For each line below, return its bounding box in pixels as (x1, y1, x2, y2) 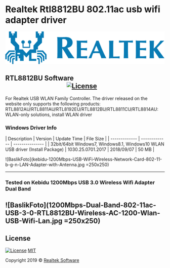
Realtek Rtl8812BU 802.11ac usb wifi (5, 4, 160, 15)
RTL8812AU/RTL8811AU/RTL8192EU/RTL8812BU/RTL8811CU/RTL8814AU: (5, 106, 158, 112)
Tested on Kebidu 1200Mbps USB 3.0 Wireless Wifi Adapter (5, 179, 155, 186)
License (5, 234, 31, 243)
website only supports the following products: (5, 100, 101, 107)
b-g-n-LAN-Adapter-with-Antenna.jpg (5, 161, 85, 168)
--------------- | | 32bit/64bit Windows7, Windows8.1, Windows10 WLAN (13, 141, 164, 147)
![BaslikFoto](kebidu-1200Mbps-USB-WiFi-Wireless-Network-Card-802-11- (5, 156, 162, 162)
